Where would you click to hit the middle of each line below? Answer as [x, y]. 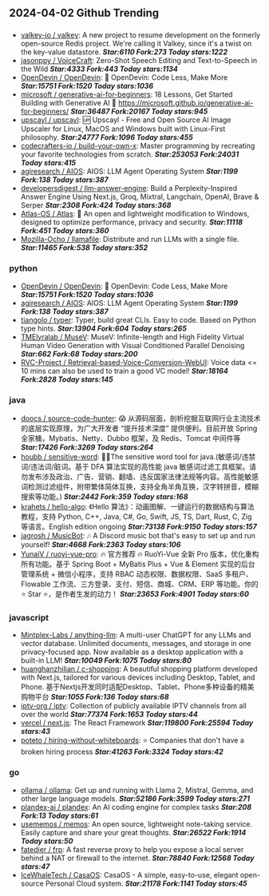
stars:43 [36, 731]
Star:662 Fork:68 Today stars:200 [79, 354]
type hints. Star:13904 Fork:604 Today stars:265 [103, 328]
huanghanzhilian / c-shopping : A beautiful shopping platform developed [139, 669]
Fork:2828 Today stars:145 [67, 379]
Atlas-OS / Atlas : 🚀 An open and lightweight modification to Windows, [135, 214]
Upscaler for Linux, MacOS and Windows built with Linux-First [123, 129]
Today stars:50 [47, 841]
